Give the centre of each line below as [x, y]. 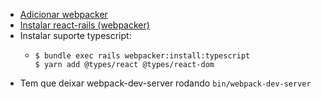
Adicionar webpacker [63, 14]
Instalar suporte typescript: [75, 35]
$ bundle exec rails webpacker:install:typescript [142, 56]
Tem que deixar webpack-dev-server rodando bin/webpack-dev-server [165, 83]
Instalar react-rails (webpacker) [84, 25]
